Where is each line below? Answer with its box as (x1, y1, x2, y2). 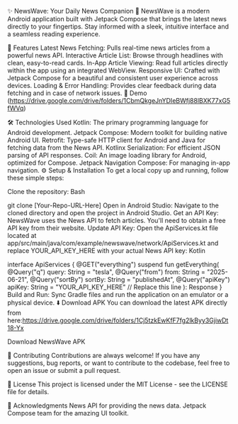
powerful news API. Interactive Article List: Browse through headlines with (7, 51, 223, 60)
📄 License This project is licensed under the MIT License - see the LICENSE (7, 380, 228, 388)
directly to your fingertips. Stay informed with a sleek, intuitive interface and (7, 22, 229, 31)
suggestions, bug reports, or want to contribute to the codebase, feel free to (7, 359, 230, 367)
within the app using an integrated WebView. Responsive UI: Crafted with (7, 66, 220, 75)
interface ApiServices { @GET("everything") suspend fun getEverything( (7, 260, 220, 268)
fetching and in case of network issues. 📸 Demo (7, 89, 147, 97)
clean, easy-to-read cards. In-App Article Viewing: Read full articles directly (7, 59, 228, 67)
